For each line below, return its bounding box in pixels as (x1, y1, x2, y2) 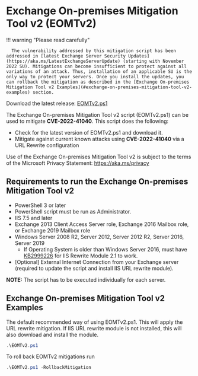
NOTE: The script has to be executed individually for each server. (6, 276, 166, 283)
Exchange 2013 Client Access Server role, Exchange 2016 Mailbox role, (14, 221, 189, 228)
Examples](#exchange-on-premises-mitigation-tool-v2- (56, 84, 193, 90)
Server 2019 (14, 239, 45, 247)
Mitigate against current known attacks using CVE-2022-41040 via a (14, 135, 185, 142)
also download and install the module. (6, 331, 99, 338)
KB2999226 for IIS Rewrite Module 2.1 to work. (23, 252, 138, 259)
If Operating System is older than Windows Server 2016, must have (23, 246, 188, 253)
